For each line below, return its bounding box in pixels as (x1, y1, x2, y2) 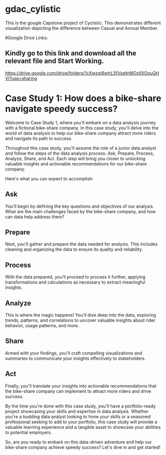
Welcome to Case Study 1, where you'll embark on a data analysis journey (5, 119, 156, 125)
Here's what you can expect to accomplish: (5, 175, 94, 181)
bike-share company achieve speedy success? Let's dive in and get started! (5, 444, 161, 450)
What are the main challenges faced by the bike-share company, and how (5, 208, 156, 214)
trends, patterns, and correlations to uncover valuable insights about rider (5, 317, 156, 323)
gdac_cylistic (5, 3, 61, 15)
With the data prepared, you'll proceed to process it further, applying (5, 274, 146, 280)
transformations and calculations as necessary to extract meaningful (5, 279, 145, 285)
